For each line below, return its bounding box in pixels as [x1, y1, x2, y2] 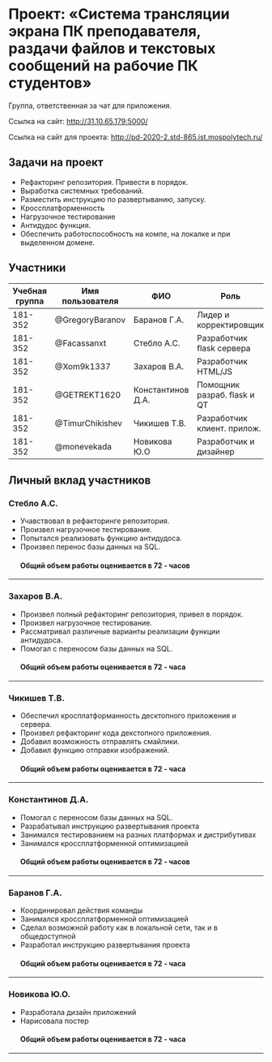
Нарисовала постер [19, 1016, 89, 1025]
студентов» [8, 74, 92, 92]
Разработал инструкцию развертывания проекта [19, 940, 190, 950]
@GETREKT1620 [54, 389, 121, 400]
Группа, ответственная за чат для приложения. [8, 101, 172, 110]
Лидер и [197, 309, 230, 320]
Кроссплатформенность [19, 203, 105, 213]
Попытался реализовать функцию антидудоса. [19, 533, 182, 544]
